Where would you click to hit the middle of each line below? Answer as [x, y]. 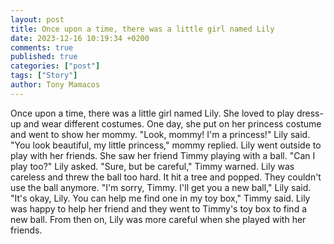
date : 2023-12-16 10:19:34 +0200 [80, 38]
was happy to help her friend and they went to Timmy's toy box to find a [159, 208]
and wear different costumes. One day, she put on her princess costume [172, 123]
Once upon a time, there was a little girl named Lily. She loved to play [152, 113]
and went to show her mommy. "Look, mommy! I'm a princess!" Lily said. [160, 134]
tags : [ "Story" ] [44, 76]
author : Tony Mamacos [55, 85]
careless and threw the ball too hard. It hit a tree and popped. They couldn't [166, 177]
